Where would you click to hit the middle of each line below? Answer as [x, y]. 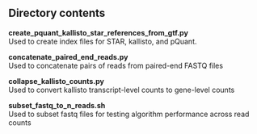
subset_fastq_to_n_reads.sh [57, 105]
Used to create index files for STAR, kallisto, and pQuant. [103, 41]
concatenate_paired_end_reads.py [68, 57]
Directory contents [57, 13]
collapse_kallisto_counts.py [57, 81]
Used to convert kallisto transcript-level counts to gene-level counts [122, 90]
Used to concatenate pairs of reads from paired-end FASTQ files [116, 65]
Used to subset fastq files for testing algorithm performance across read [129, 114]
